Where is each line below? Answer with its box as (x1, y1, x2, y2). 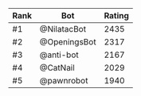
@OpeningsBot (39, 36, 97, 47)
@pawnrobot (39, 75, 88, 86)
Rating (104, 10, 130, 21)
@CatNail (39, 63, 76, 73)
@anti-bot (39, 49, 79, 60)
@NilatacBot (39, 24, 86, 34)
